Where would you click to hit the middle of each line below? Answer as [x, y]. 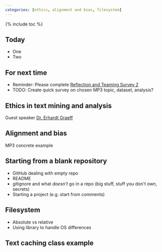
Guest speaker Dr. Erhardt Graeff [39, 118]
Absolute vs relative [33, 222]
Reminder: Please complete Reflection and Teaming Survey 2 [75, 85]
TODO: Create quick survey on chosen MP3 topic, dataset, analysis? [83, 90]
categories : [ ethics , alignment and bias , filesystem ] [63, 10]
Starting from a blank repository [56, 161]
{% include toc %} [24, 24]
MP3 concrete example [29, 145]
